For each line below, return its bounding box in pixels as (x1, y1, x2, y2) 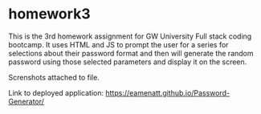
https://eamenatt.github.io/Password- (105, 88, 230, 97)
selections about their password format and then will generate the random (8, 48, 254, 58)
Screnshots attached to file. (8, 72, 100, 82)
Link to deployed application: (8, 88, 104, 97)
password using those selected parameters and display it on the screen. (8, 57, 247, 67)
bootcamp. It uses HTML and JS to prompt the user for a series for (8, 39, 229, 49)
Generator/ (8, 96, 44, 106)
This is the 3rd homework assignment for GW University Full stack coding (8, 31, 252, 41)
